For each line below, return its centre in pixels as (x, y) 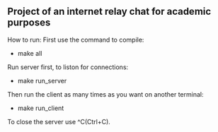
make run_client (41, 108)
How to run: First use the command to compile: (76, 40)
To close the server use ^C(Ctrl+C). (59, 121)
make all (30, 53)
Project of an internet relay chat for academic (109, 12)
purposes (29, 23)
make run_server (42, 80)
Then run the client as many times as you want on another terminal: (105, 94)
